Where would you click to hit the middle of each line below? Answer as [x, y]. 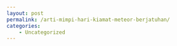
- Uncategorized [42, 32]
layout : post [25, 13]
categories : [23, 26]
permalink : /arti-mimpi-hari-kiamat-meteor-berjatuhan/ [88, 20]
